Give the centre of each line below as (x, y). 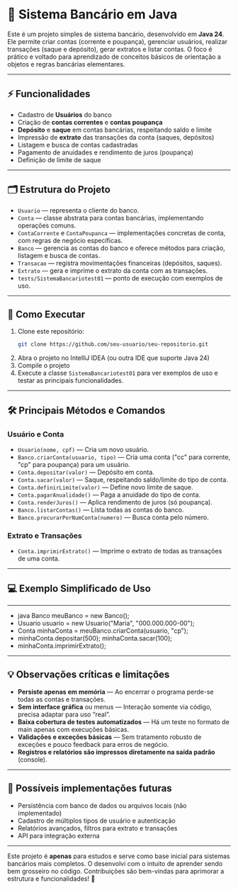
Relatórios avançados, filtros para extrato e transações (97, 828)
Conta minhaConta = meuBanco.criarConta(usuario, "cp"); (103, 631)
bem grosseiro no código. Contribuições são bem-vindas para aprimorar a (116, 871)
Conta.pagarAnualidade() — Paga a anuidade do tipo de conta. (109, 495)
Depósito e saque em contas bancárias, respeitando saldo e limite (115, 130)
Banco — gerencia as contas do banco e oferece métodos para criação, (121, 248)
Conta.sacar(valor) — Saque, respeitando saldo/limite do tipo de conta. (123, 479)
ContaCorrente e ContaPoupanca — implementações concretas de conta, (121, 232)
